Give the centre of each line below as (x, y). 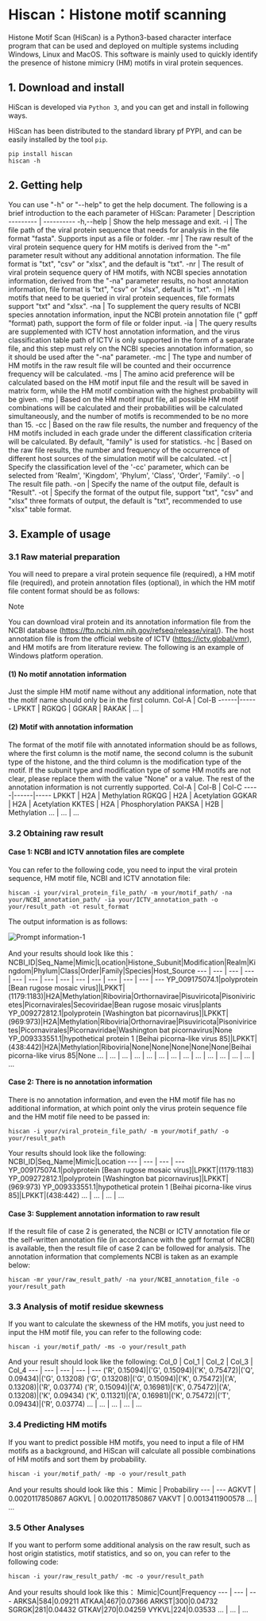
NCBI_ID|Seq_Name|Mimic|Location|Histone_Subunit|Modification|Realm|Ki (132, 962)
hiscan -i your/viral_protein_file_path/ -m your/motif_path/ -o (118, 1131)
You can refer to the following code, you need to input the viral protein (123, 869)
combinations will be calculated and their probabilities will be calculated (126, 407)
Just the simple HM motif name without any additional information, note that (132, 691)
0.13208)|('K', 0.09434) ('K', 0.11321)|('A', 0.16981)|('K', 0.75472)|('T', (119, 1396)
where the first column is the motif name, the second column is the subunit (131, 753)
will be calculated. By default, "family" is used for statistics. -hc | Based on (130, 441)
